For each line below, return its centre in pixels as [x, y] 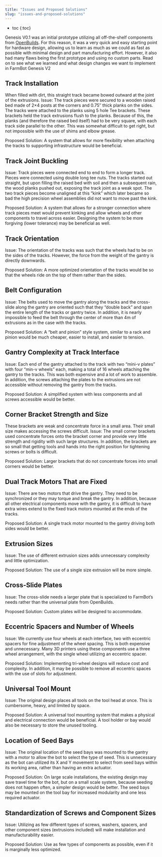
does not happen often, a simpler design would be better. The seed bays [77, 787]
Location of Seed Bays [39, 740]
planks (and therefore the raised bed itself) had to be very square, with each [81, 121]
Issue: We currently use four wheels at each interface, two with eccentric [78, 638]
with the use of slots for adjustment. [41, 673]
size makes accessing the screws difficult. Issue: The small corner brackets [80, 431]
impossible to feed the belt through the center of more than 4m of [71, 317]
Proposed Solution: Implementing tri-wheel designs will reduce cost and [77, 663]
